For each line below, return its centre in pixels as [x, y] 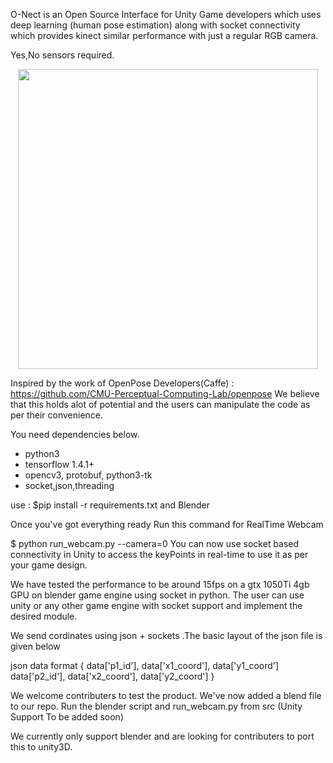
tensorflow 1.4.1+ [59, 464]
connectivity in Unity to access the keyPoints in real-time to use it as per [159, 554]
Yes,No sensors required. [62, 55]
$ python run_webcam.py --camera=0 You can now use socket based [155, 543]
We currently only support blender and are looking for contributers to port [162, 736]
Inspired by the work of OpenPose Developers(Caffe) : [122, 383]
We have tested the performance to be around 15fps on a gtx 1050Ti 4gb [160, 584]
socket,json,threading [69, 485]
